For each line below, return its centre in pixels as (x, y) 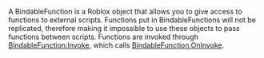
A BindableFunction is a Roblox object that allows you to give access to (125, 12)
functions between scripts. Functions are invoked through (103, 37)
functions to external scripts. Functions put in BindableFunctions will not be (132, 20)
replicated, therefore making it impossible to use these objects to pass (124, 28)
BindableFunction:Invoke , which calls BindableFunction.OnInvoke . (116, 45)
